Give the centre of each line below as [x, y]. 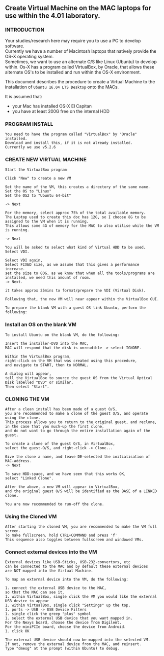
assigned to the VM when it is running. [47, 221]
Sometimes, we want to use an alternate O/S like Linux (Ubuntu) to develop [81, 62]
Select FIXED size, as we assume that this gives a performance [72, 265]
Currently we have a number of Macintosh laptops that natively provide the [81, 51]
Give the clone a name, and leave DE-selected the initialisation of [78, 456]
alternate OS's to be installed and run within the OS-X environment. [73, 72]
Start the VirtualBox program [36, 170]
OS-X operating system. [29, 56]
